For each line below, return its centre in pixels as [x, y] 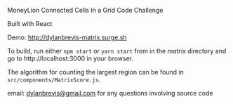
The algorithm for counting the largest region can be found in [96, 72]
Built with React [30, 24]
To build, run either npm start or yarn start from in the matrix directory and [117, 51]
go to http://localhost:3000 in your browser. [71, 58]
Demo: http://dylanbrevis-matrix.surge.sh [67, 37]
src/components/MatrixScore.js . [54, 79]
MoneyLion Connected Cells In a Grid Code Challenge [85, 10]
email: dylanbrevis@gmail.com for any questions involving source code [110, 93]
